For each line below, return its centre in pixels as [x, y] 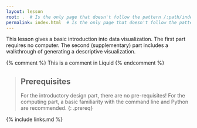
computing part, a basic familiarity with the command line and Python [104, 102]
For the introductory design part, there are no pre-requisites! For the [103, 96]
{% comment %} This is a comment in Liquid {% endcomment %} [85, 63]
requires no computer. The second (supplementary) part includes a [87, 45]
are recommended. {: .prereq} [57, 108]
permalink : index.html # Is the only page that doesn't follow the [91, 22]
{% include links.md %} [35, 119]
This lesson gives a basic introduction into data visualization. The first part [96, 39]
